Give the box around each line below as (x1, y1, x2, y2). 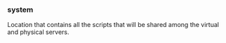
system (7, 5, 34, 15)
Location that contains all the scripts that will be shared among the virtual (7, 21, 220, 29)
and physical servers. (7, 28, 69, 36)
